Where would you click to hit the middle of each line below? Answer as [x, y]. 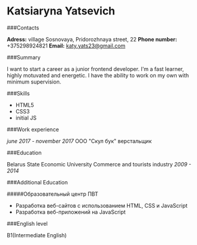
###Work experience [33, 129]
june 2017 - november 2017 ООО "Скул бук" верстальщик [79, 141]
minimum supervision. [34, 82]
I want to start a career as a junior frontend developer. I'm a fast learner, [96, 69]
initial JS [26, 118]
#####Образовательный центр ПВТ [52, 194]
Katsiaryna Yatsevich [61, 11]
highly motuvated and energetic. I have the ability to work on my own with [98, 75]
